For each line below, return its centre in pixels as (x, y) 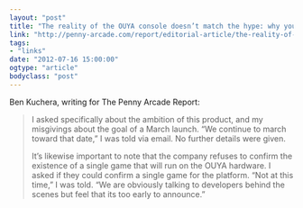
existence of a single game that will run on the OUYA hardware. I (151, 165)
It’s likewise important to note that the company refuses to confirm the (162, 156)
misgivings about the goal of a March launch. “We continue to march (159, 129)
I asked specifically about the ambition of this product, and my (147, 119)
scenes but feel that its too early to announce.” (118, 194)
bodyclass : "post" (44, 77)
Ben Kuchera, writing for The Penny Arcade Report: (105, 102)
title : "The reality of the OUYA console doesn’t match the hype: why (145, 26)
